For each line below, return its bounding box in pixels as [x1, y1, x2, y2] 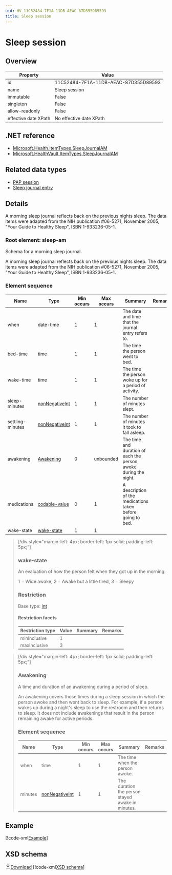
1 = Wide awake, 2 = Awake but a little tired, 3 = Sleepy [17, 578, 134, 585]
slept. [122, 406, 135, 412]
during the [122, 469, 144, 475]
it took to [122, 424, 141, 430]
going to [122, 515, 140, 521]
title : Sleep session [5, 13, 52, 19]
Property [19, 72, 39, 78]
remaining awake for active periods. [17, 715, 94, 721]
